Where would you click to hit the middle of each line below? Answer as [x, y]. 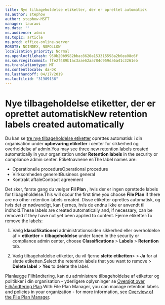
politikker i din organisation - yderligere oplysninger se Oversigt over [75, 281]
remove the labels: [24, 221]
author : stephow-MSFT [27, 19]
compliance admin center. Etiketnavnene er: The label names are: [71, 159]
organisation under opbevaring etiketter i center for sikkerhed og [72, 143]
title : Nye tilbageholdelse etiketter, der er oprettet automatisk [76, 10]
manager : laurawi [23, 24]
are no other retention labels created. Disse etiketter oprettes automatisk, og [83, 199]
